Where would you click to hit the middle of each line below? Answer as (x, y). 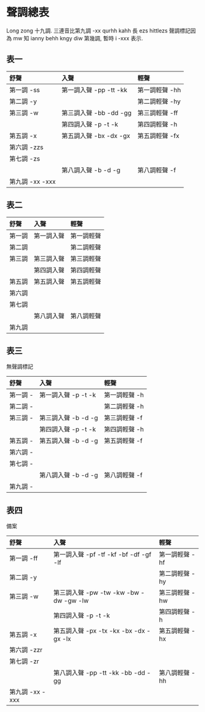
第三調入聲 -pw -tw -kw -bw (96, 593)
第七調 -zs (25, 158)
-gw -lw (76, 601)
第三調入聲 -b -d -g (69, 418)
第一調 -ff (23, 558)
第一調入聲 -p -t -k (68, 395)
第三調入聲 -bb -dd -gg (97, 112)
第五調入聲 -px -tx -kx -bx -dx (99, 631)
